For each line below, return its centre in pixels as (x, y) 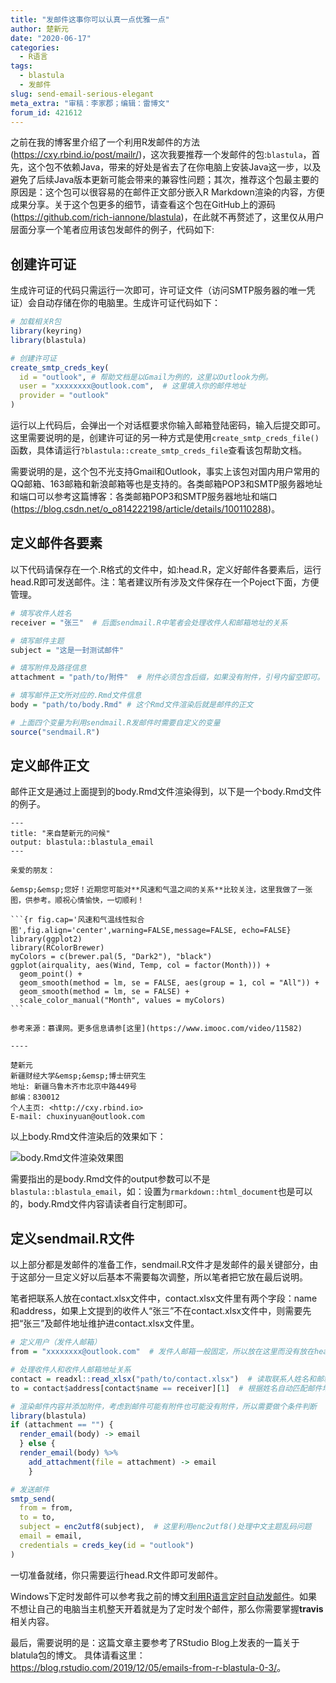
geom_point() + (51, 974)
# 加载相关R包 (36, 322)
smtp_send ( (33, 1499)
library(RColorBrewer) (57, 948)
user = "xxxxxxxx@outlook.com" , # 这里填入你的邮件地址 (133, 386)
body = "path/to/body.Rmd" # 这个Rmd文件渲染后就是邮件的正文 (132, 705)
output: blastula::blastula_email (82, 842)
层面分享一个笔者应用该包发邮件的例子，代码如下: (112, 230)
